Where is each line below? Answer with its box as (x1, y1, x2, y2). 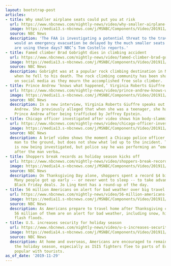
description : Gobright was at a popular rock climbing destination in (10, 69, 163, 74)
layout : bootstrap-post (5, 7, 56, 13)
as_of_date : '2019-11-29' (5, 253, 60, 258)
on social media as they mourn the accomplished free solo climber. (14, 78, 163, 83)
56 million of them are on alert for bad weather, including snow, (14, 211, 160, 216)
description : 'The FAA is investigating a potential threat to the (10, 36, 156, 41)
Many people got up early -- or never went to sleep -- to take (14, 178, 154, 183)
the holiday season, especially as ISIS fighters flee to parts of (14, 244, 160, 249)
